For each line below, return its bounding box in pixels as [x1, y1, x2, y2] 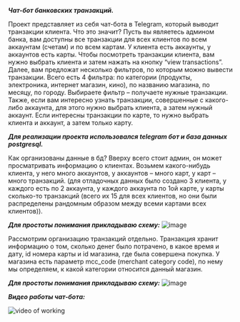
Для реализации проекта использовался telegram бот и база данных [8, 132, 228, 141]
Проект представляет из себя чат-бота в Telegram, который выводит [8, 20, 219, 28]
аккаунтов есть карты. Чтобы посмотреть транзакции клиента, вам [8, 50, 215, 59]
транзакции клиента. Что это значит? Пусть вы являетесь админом [8, 28, 215, 36]
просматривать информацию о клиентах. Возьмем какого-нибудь [8, 161, 211, 170]
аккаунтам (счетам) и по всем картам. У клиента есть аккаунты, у [8, 43, 211, 51]
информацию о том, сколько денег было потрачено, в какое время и [8, 242, 220, 251]
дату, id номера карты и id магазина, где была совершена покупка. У [8, 250, 220, 258]
